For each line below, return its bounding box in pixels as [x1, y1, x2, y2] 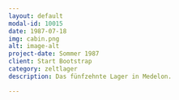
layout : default [8, 11, 63, 20]
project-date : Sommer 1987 [8, 50, 100, 58]
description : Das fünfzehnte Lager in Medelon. [8, 72, 173, 80]
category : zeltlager [8, 65, 79, 73]
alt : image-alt [8, 42, 60, 50]
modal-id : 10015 [8, 20, 63, 28]
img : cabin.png [8, 34, 60, 43]
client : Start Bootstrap [8, 58, 92, 66]
